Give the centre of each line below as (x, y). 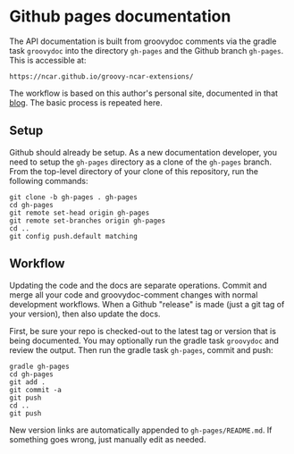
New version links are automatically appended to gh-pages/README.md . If (141, 430)
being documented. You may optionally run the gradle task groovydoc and (144, 340)
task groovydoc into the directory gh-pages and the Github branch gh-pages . (147, 50)
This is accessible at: (48, 60)
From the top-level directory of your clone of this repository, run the (134, 171)
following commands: (49, 181)
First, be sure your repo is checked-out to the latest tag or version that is (143, 331)
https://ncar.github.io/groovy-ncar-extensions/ (101, 76)
